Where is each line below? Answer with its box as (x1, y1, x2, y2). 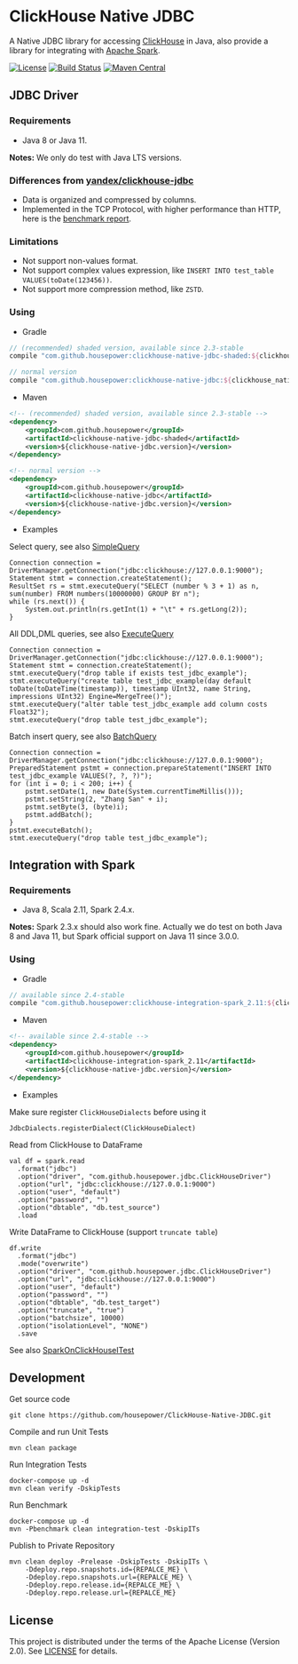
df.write (9, 1243, 42, 1253)
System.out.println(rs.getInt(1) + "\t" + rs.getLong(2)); (25, 605, 248, 614)
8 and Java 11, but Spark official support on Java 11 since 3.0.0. (9, 931, 239, 942)
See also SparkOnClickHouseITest (9, 1344, 135, 1355)
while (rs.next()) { (9, 597, 86, 606)
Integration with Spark (9, 857, 136, 872)
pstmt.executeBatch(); (9, 826, 93, 835)
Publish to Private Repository (9, 1541, 115, 1551)
